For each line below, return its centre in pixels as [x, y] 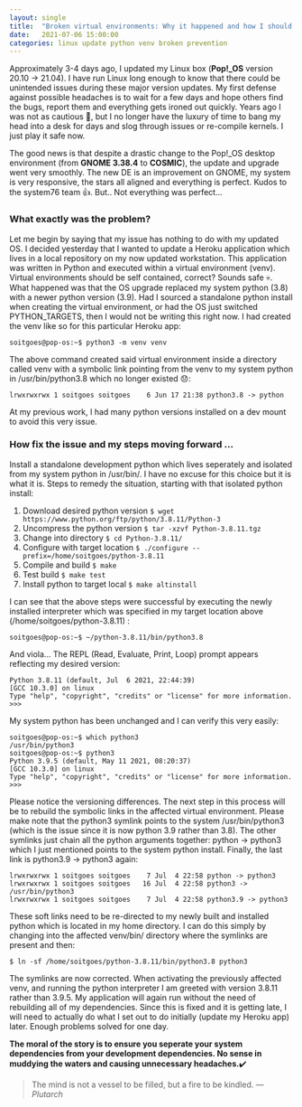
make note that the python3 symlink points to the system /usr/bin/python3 [147, 821]
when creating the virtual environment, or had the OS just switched [134, 306]
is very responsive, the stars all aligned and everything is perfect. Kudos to [148, 183]
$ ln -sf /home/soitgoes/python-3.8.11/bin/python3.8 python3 [128, 962]
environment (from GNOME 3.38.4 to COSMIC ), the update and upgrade [144, 163]
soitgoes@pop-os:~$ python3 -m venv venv [88, 342]
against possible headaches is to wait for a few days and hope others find [146, 98]
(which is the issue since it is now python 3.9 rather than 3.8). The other [143, 830]
